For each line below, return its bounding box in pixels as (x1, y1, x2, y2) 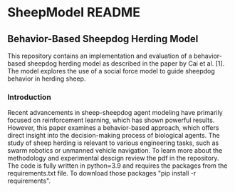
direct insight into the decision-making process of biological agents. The (7, 131, 220, 140)
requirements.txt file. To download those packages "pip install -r (7, 169, 197, 178)
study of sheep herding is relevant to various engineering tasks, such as (7, 138, 219, 147)
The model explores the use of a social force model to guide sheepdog (7, 67, 215, 75)
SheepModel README (7, 4, 141, 21)
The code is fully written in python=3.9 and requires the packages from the (7, 161, 228, 170)
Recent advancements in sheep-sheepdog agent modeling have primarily (7, 108, 223, 117)
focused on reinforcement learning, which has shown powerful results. (7, 116, 215, 125)
